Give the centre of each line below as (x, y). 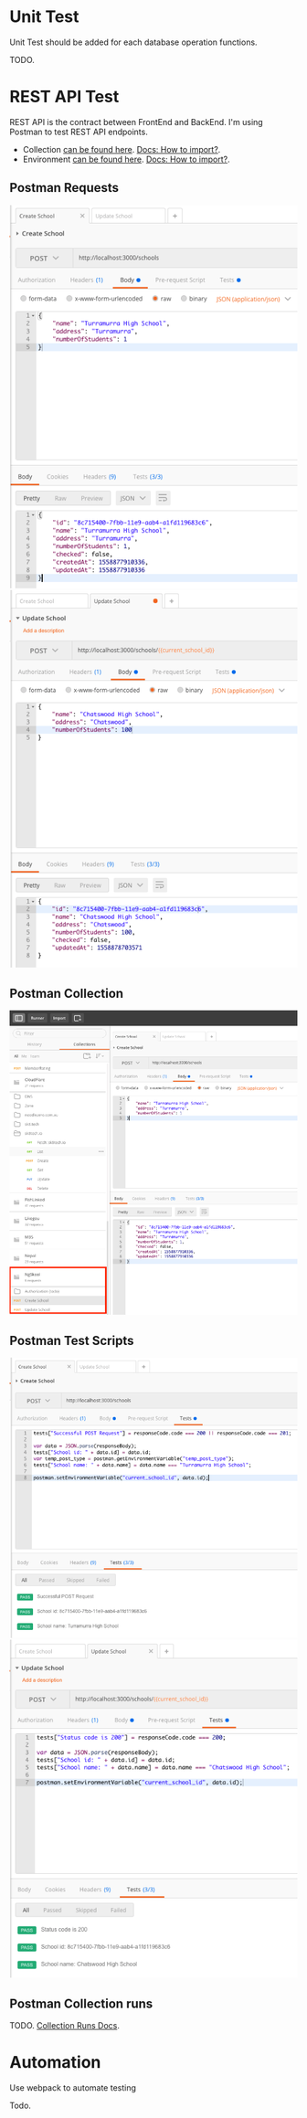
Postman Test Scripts (72, 1340)
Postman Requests (64, 188)
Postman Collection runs (81, 2003)
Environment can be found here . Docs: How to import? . (126, 159)
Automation (55, 2063)
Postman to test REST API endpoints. (79, 132)
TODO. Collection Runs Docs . (65, 2026)
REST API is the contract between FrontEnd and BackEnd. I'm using (136, 122)
